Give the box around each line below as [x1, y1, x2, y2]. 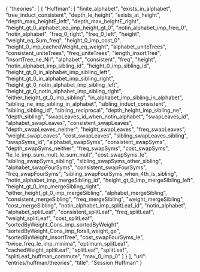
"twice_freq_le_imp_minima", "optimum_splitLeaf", [5, 240, 129, 247]
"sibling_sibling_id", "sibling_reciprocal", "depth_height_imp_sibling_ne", [5, 107, 183, 114]
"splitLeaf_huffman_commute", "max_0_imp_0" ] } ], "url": [5, 253, 147, 259]
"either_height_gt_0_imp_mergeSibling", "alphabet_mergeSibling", [5, 190, 167, 196]
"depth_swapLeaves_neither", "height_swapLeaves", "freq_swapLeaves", [5, 126, 186, 133]
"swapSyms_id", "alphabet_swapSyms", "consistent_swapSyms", [5, 139, 166, 145]
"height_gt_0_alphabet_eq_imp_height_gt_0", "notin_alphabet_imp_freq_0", [5, 24, 188, 31]
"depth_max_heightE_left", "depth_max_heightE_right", [5, 18, 140, 25]
